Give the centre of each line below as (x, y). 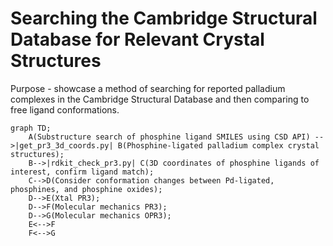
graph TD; (31, 128)
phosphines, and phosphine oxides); (86, 189)
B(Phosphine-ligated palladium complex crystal (218, 145)
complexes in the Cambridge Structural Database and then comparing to (160, 99)
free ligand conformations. (65, 109)
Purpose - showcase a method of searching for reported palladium (148, 88)
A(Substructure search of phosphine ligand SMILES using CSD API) (169, 137)
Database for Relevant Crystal (137, 39)
